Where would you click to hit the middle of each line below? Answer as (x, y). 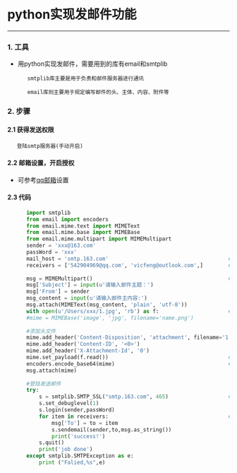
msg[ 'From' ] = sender (58, 292)
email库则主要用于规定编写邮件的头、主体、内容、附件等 (98, 93)
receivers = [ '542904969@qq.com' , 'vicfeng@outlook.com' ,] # (129, 265)
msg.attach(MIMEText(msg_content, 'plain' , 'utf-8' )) (107, 305)
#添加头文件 (41, 331)
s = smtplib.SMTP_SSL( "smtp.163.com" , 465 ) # (135, 397)
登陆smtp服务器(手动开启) (50, 146)
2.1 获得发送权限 (31, 129)
